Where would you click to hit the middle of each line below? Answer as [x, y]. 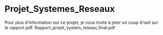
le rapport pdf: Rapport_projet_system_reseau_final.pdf [60, 27]
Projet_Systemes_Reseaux [60, 9]
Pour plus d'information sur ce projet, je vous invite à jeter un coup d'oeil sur [81, 22]
